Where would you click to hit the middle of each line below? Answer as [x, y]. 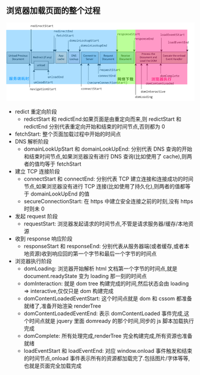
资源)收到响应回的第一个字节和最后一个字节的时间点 [93, 254]
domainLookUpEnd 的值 [60, 194]
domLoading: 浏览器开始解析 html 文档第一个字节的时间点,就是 [101, 269]
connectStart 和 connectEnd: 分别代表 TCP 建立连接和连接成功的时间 [109, 179]
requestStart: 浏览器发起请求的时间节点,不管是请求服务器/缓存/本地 [106, 224]
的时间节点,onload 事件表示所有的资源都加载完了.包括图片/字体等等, [107, 358]
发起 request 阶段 [36, 217]
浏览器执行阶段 [33, 261]
